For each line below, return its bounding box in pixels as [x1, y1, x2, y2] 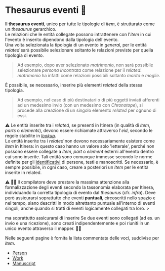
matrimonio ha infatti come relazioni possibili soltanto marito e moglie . [17, 72, 161, 78]
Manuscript [12, 260, 36, 266]
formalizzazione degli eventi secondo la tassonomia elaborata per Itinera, [5, 184, 155, 190]
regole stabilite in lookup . [5, 133, 57, 138]
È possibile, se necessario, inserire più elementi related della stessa [5, 82, 143, 88]
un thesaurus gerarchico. [5, 26, 57, 32]
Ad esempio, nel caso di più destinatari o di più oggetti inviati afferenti [17, 96, 160, 103]
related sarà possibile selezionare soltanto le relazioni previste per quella [5, 47, 154, 53]
